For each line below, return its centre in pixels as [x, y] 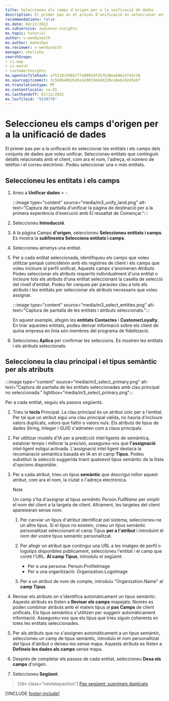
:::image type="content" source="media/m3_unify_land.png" [75, 202]
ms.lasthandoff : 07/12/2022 [35, 94]
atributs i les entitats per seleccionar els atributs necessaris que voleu [85, 290]
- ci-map [14, 62]
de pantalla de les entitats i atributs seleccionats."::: [96, 310]
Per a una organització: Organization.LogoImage [78, 571]
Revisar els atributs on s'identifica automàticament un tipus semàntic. [84, 596]
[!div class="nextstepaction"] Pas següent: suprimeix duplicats [83, 683]
